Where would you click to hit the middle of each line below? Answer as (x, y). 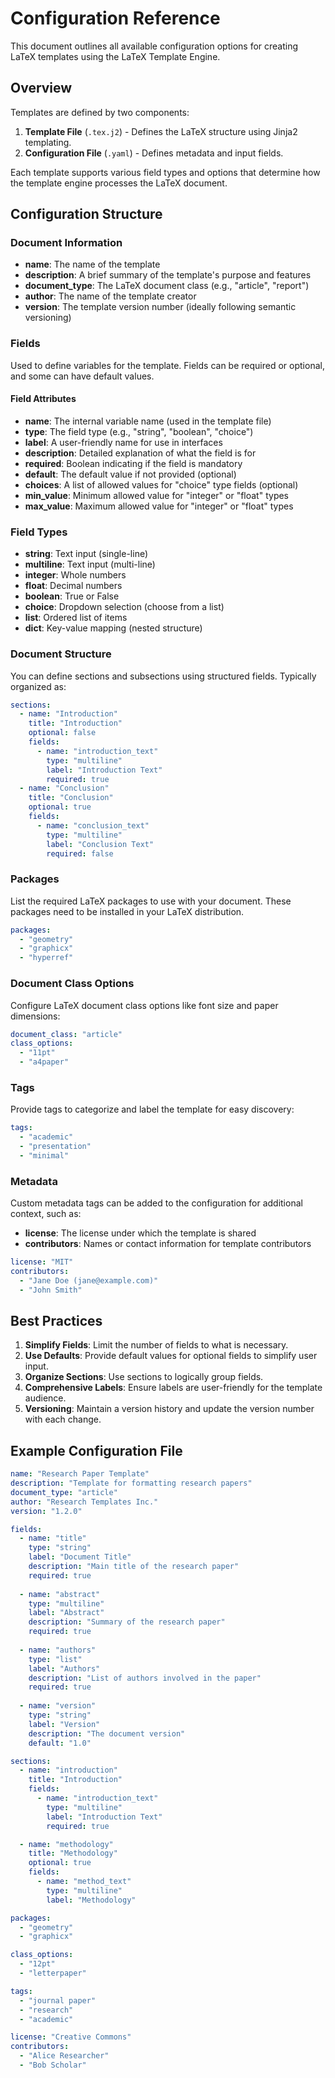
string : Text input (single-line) (86, 554)
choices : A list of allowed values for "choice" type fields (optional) (161, 484)
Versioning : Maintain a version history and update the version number (169, 1409)
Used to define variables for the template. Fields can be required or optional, (167, 365)
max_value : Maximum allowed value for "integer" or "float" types (159, 506)
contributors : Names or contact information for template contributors (168, 1244)
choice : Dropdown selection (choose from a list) (124, 607)
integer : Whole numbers (75, 575)
